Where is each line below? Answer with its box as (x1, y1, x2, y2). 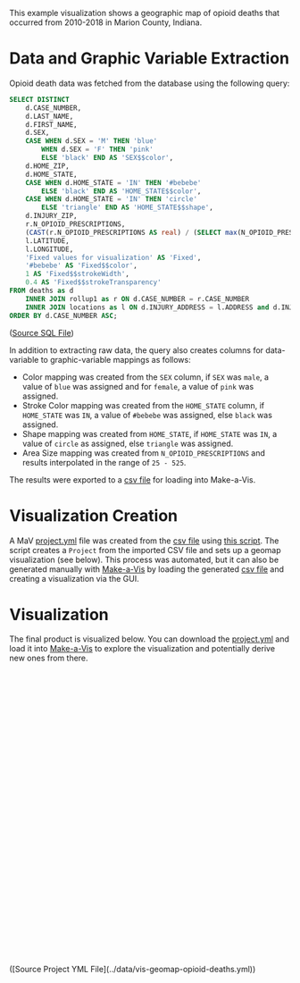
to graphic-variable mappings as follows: (40, 354, 191, 365)
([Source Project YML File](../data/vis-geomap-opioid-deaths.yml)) (9, 964, 256, 975)
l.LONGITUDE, (25, 245, 74, 254)
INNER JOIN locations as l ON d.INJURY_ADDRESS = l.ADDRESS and (25, 303, 270, 312)
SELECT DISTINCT (9, 95, 70, 104)
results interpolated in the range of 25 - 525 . (21, 457, 187, 467)
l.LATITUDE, (25, 236, 70, 245)
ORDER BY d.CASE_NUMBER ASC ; (9, 311, 118, 320)
